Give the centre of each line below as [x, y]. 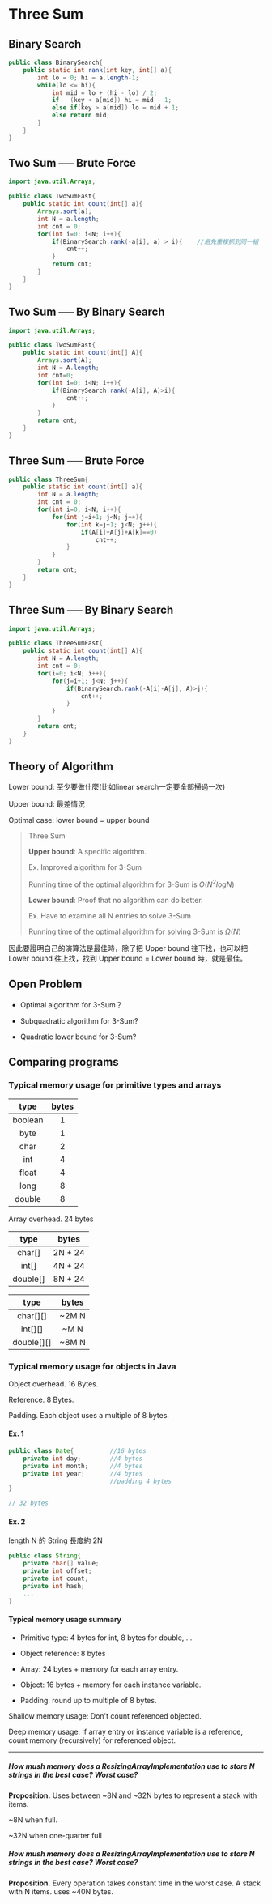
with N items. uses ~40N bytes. [61, 1891]
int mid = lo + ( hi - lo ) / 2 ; [104, 93]
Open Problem [45, 984]
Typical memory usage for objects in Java [92, 1366]
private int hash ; [54, 1586]
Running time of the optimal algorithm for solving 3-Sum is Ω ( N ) [134, 931]
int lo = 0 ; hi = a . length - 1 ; [88, 78]
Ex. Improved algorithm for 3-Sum [85, 867]
